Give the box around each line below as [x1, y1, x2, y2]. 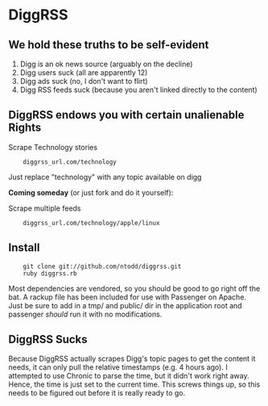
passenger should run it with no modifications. [8, 309, 163, 319]
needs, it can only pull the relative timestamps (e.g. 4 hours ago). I [8, 362, 228, 372]
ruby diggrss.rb [23, 269, 78, 278]
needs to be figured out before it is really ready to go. [8, 388, 186, 398]
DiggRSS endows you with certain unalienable [8, 108, 245, 122]
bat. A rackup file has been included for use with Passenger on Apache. [8, 292, 247, 302]
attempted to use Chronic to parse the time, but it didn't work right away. [8, 371, 249, 381]
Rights [8, 121, 42, 135]
